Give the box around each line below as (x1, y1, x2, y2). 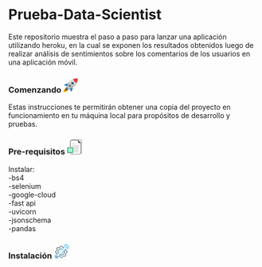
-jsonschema (8, 215, 52, 225)
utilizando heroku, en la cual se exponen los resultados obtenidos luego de (8, 40, 254, 49)
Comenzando (8, 84, 62, 95)
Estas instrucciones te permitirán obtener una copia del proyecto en (8, 102, 231, 112)
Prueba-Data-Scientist (8, 6, 162, 24)
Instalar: (8, 164, 35, 174)
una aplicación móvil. (8, 57, 78, 67)
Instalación (8, 250, 53, 261)
